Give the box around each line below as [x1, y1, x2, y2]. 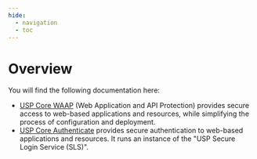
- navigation [15, 19, 58, 27]
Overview [8, 60, 73, 78]
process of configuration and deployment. [19, 117, 156, 127]
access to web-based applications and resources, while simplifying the [19, 109, 249, 118]
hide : [8, 11, 26, 20]
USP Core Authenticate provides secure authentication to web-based [19, 126, 244, 136]
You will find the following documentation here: [8, 85, 161, 95]
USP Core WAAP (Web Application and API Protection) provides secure [19, 101, 249, 110]
